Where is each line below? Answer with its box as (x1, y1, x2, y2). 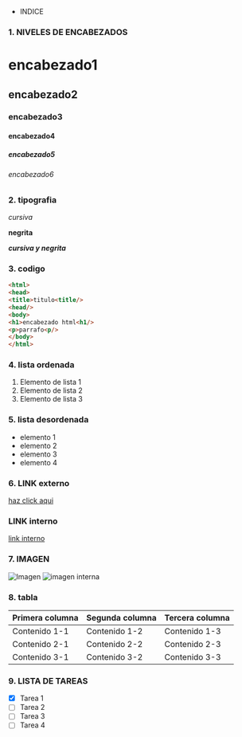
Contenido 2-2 (86, 638, 143, 649)
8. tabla (8, 591, 38, 602)
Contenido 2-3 (164, 638, 221, 649)
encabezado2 (8, 88, 78, 101)
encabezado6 (8, 169, 54, 178)
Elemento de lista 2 (19, 386, 84, 395)
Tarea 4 (19, 720, 45, 730)
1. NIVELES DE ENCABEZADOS (8, 26, 128, 37)
